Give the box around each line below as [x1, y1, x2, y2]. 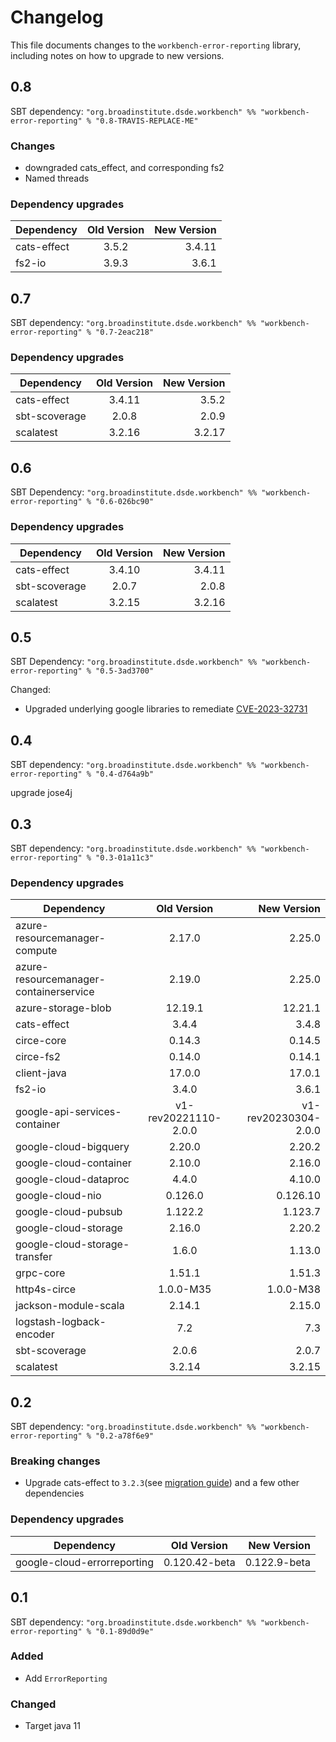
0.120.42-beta [163, 1555, 236, 1569]
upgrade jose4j [10, 787, 73, 799]
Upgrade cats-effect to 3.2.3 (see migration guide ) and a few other [24, 1477, 300, 1489]
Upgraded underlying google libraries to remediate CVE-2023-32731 [24, 703, 308, 715]
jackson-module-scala [15, 1299, 125, 1313]
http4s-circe [15, 1282, 77, 1296]
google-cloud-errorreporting [15, 1555, 154, 1569]
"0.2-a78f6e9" [95, 1431, 155, 1441]
